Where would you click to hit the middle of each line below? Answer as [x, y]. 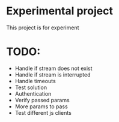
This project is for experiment [43, 28]
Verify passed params [42, 100]
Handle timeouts [35, 81]
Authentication [33, 93]
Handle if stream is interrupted [53, 74]
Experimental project [59, 11]
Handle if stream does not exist [53, 68]
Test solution [31, 87]
